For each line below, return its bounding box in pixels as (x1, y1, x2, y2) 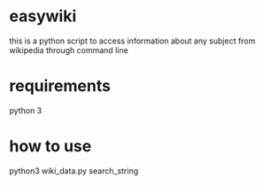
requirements (9, 76, 111, 96)
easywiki (9, 6, 77, 27)
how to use (9, 136, 92, 157)
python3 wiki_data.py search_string (9, 166, 139, 176)
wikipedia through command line (9, 44, 128, 55)
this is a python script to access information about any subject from (9, 35, 256, 46)
